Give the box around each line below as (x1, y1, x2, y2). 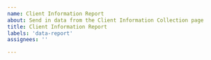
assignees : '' (7, 36, 49, 43)
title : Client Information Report (7, 23, 108, 30)
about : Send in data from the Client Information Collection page (7, 17, 204, 24)
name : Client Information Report (7, 10, 104, 17)
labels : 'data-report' (7, 29, 73, 37)
